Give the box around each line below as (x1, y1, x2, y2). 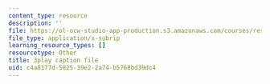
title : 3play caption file (8, 57, 99, 65)
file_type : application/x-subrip (8, 34, 121, 42)
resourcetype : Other (8, 49, 78, 57)
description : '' (8, 19, 63, 27)
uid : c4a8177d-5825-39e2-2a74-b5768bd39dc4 (8, 64, 157, 72)
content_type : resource (8, 11, 88, 20)
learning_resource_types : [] (8, 42, 106, 50)
